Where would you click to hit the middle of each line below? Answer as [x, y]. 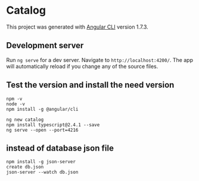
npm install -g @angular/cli [42, 109]
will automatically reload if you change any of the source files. [82, 66]
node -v [16, 104]
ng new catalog [25, 120]
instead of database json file [60, 148]
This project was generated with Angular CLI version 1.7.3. [77, 27]
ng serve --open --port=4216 [42, 130]
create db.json [25, 167]
